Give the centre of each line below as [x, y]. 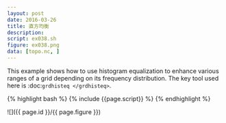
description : [26, 32]
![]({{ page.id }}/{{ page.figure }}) [54, 112]
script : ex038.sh [32, 39]
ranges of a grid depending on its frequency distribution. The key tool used [113, 78]
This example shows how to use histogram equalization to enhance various [113, 71]
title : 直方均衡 [28, 26]
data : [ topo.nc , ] [33, 52]
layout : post [26, 13]
